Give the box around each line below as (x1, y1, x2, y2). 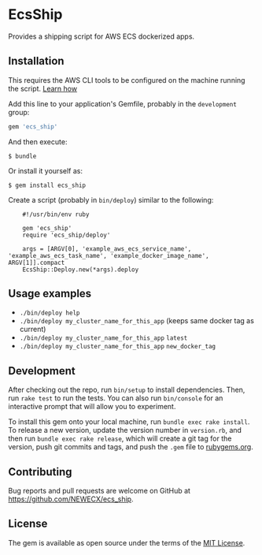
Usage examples (8, 287, 92, 300)
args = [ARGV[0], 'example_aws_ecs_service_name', (22, 244, 192, 253)
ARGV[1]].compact (8, 259, 65, 266)
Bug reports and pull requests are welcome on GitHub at (8, 486, 191, 496)
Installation (8, 54, 65, 68)
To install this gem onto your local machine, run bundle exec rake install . (8, 417, 250, 426)
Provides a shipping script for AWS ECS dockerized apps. (8, 32, 195, 41)
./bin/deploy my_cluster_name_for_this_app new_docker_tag (19, 343, 216, 351)
